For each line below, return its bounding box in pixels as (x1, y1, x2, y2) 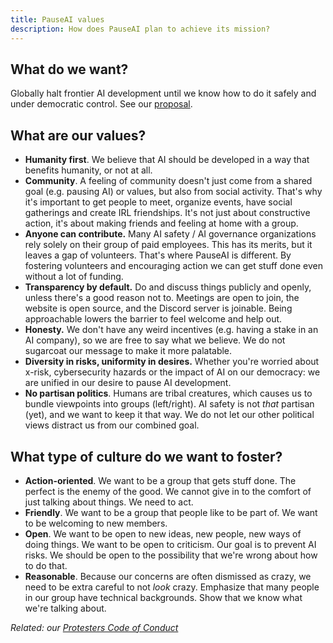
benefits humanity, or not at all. (24, 164, 153, 176)
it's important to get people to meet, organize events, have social (24, 196, 293, 208)
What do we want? (10, 61, 129, 78)
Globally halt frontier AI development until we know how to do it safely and (10, 87, 317, 100)
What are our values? (10, 127, 147, 144)
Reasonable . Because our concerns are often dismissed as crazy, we (24, 570, 312, 582)
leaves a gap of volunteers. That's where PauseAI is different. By (24, 249, 292, 261)
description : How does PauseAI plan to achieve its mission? (10, 24, 271, 34)
